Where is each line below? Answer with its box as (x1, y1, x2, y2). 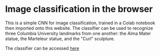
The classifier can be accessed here (5, 45, 79, 51)
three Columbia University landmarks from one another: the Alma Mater (5, 30, 151, 36)
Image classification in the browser (5, 3, 153, 15)
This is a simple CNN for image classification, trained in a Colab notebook (5, 20, 156, 26)
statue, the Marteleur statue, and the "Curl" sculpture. (5, 36, 115, 42)
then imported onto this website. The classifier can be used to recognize (5, 25, 154, 31)
